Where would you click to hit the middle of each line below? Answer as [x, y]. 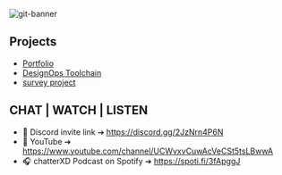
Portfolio [38, 63]
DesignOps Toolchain [62, 72]
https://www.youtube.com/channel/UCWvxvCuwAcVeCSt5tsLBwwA [148, 151]
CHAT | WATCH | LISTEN [79, 110]
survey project [49, 82]
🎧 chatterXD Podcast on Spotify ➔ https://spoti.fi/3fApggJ [131, 161]
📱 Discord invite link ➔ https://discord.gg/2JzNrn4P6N [123, 132]
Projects [33, 42]
